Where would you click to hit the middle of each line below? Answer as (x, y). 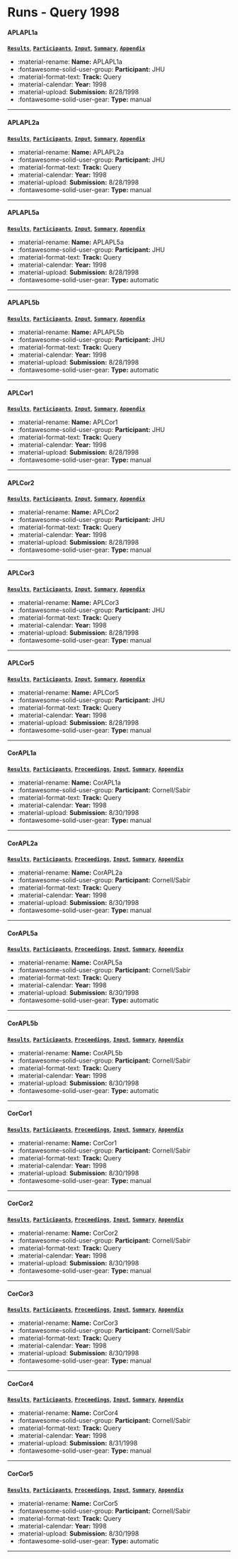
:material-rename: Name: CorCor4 (68, 1413)
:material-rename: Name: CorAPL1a (69, 783)
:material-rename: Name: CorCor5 (68, 1503)
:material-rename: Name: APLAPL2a (70, 152)
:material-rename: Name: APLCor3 (68, 602)
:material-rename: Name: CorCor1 (67, 1143)
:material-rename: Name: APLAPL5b (71, 332)
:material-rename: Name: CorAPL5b (70, 1053)
